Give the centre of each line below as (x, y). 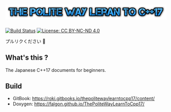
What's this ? (27, 58)
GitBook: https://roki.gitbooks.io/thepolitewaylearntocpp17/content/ (84, 99)
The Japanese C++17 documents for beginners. (56, 70)
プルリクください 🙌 (26, 41)
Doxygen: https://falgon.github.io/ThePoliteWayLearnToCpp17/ (79, 104)
